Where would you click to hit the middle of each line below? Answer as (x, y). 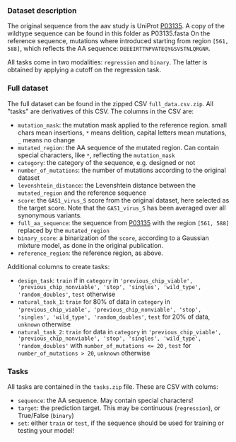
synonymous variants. (50, 215)
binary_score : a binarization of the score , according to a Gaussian (113, 238)
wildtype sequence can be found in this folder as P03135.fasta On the (109, 33)
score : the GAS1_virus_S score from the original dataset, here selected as (123, 200)
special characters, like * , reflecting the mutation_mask (96, 155)
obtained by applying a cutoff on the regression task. (84, 70)
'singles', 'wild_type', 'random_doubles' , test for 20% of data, (114, 317)
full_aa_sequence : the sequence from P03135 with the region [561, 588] (123, 222)
